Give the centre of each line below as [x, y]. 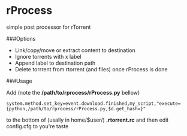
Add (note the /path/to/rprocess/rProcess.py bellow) [73, 92]
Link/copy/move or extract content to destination [75, 50]
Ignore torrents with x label [48, 56]
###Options [21, 38]
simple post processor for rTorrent [49, 27]
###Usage [19, 81]
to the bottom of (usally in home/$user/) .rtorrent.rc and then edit [88, 120]
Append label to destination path [55, 63]
